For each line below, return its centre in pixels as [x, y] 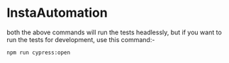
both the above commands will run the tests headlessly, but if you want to [114, 32]
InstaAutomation [57, 13]
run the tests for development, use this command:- [81, 39]
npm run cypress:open [39, 52]
